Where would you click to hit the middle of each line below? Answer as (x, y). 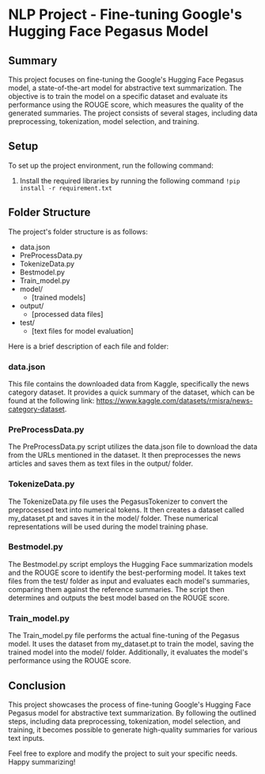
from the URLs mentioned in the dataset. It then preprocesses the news (125, 455)
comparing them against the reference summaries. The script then (116, 589)
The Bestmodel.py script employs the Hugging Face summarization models (131, 564)
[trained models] (59, 297)
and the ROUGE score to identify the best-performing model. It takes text (127, 572)
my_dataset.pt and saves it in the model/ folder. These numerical (114, 518)
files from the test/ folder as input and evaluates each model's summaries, (129, 581)
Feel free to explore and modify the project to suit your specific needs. (123, 753)
